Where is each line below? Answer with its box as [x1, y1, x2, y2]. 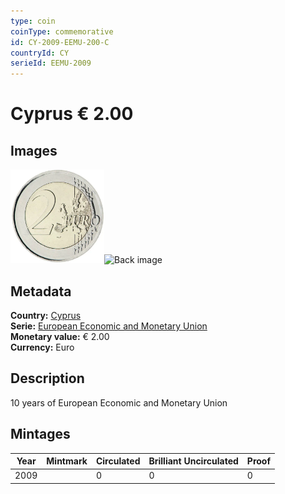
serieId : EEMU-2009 [10, 58, 92, 69]
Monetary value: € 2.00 [10, 330, 110, 342]
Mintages [10, 426, 71, 443]
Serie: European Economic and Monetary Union [10, 320, 208, 332]
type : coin [10, 16, 56, 26]
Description [10, 370, 85, 387]
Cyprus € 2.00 [10, 103, 134, 125]
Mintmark [46, 455, 88, 467]
